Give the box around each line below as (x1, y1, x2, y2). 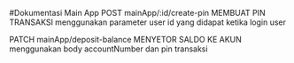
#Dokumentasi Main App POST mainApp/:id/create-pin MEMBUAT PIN (9, 8, 266, 18)
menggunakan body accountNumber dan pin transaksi (9, 43, 208, 54)
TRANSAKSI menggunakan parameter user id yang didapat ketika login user (9, 17, 286, 28)
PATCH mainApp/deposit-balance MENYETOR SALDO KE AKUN (9, 35, 242, 44)
